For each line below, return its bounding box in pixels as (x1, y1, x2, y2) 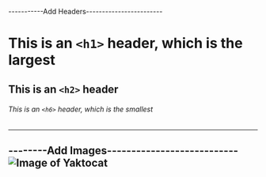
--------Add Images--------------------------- (8, 144, 239, 157)
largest (8, 51, 55, 70)
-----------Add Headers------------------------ (8, 7, 163, 16)
